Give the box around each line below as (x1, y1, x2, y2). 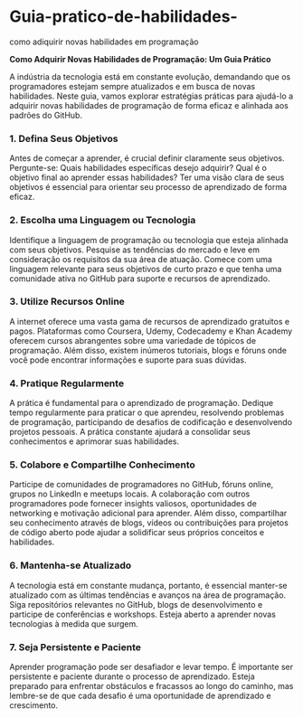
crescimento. (9, 700, 59, 711)
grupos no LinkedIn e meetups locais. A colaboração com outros (9, 488, 251, 499)
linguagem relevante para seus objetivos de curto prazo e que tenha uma (9, 263, 282, 274)
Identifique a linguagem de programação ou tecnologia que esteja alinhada (9, 234, 289, 245)
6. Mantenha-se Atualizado (9, 559, 132, 572)
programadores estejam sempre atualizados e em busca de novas (9, 80, 256, 91)
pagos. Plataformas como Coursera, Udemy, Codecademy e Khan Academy (9, 326, 293, 336)
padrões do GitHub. (9, 109, 83, 120)
